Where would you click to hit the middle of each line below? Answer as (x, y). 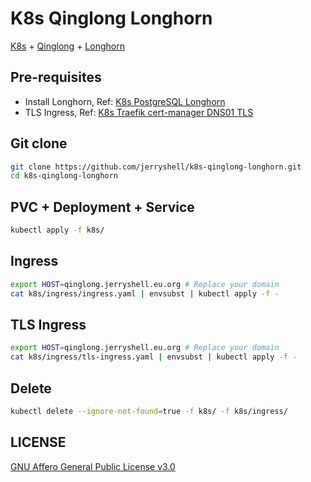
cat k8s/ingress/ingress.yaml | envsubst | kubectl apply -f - (145, 293)
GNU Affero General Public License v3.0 (93, 466)
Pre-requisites (56, 77)
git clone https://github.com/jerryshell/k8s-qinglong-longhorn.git (156, 167)
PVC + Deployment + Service (102, 207)
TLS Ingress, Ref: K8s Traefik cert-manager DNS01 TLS (139, 112)
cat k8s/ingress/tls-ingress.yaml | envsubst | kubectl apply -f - (154, 357)
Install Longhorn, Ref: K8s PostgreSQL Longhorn (125, 101)
